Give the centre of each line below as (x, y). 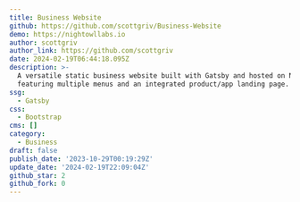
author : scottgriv (43, 42)
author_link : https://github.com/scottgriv (92, 51)
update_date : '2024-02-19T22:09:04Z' (79, 167)
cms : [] (24, 126)
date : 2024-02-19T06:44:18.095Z (69, 59)
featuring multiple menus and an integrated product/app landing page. (154, 84)
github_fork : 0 (37, 184)
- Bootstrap (40, 117)
